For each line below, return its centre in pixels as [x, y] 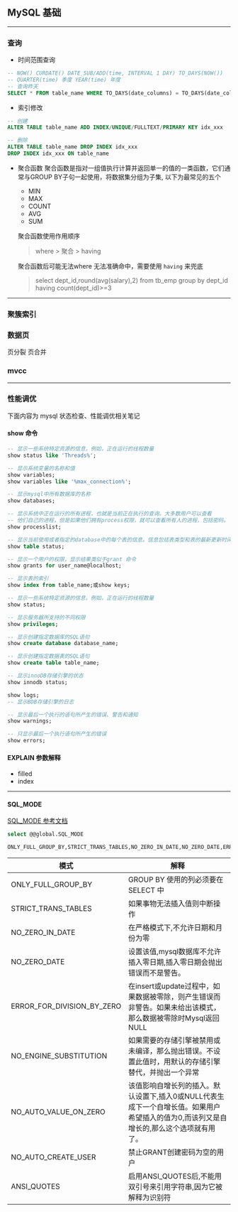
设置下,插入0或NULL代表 [176, 1096]
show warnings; [30, 721]
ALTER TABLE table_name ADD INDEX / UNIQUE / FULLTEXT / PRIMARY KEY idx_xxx [115, 128]
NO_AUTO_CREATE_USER [53, 1157]
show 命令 [23, 433]
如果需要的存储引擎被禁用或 [175, 1041]
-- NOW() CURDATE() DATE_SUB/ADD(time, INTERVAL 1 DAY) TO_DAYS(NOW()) [115, 73]
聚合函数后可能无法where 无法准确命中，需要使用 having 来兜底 [110, 266]
